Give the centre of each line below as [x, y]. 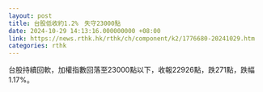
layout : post [30, 16]
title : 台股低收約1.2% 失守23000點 [65, 23]
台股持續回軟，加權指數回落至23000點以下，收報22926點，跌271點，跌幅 [131, 70]
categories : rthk [38, 46]
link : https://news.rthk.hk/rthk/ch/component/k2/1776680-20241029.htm [131, 38]
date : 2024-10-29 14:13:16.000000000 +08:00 [85, 31]
